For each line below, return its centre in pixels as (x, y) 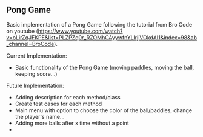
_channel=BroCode (30, 44)
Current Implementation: (37, 55)
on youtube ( (22, 31)
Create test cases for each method (58, 104)
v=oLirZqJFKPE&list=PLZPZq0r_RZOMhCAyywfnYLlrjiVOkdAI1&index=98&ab (102, 37)
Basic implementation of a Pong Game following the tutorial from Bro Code (99, 24)
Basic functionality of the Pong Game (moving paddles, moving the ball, (105, 67)
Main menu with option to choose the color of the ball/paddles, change (104, 110)
